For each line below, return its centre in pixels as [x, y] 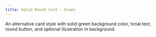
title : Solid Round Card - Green [40, 10]
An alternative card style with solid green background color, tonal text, [78, 24]
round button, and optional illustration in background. [61, 29]
